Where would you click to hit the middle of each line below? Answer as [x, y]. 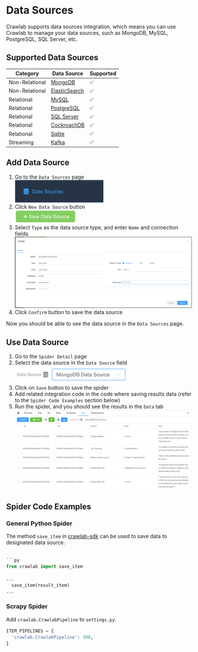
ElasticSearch [67, 91]
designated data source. [36, 542]
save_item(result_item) [40, 585]
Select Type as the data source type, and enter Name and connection [96, 227]
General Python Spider [39, 523]
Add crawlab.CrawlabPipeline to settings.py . [61, 619]
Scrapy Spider [27, 607]
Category [27, 74]
